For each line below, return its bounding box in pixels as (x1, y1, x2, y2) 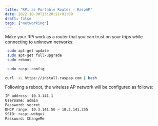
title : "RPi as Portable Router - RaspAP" (5, 7, 93, 12)
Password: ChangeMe (5, 116, 45, 121)
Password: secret (5, 103, 40, 108)
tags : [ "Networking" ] (5, 20, 49, 26)
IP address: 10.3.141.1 (5, 94, 54, 98)
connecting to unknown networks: (5, 39, 74, 45)
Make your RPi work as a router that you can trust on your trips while (5, 34, 143, 40)
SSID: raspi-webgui (5, 111, 45, 116)
